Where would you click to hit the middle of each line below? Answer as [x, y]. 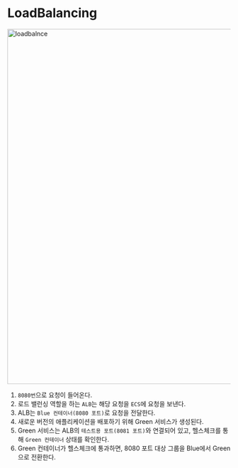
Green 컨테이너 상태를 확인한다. [67, 439]
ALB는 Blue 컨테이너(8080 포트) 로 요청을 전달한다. [86, 413]
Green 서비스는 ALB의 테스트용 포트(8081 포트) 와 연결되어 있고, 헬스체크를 [119, 430]
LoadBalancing [52, 13]
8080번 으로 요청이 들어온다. [55, 395]
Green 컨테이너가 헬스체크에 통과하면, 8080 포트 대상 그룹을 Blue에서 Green [124, 448]
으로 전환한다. [37, 457]
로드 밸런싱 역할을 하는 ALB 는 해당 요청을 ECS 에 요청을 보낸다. [102, 403]
